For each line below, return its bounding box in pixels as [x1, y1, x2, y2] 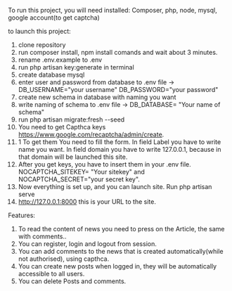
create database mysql [18, 70, 85, 79]
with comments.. [18, 232, 67, 240]
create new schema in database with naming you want [18, 93, 176, 101]
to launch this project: [8, 27, 71, 35]
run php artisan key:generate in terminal [18, 63, 134, 71]
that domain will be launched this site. [18, 153, 128, 161]
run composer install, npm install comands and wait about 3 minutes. [18, 48, 218, 56]
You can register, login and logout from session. [18, 240, 157, 248]
